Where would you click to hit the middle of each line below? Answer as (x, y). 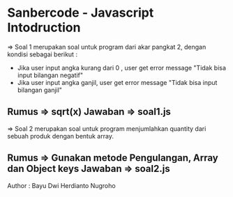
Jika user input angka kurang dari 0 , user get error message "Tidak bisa (122, 68)
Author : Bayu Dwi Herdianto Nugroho (62, 185)
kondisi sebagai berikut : (43, 54)
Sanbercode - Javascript (81, 13)
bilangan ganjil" (40, 90)
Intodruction (44, 27)
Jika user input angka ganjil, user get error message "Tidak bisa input (117, 82)
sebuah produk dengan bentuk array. (60, 136)
